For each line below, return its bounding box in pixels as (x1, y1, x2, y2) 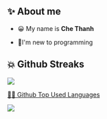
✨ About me (7, 6, 61, 18)
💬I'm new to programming (17, 38, 93, 46)
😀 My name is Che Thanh (17, 24, 94, 32)
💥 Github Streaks (7, 58, 84, 70)
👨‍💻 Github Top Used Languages (7, 90, 101, 99)
